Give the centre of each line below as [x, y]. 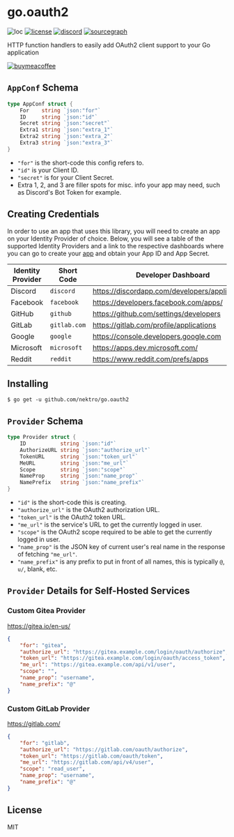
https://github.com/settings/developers [157, 313]
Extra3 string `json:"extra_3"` [67, 143]
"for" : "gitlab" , [45, 743]
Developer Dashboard [173, 275]
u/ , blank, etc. [37, 569]
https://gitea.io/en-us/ [39, 626]
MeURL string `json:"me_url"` [75, 463]
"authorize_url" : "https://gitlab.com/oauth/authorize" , [104, 749]
